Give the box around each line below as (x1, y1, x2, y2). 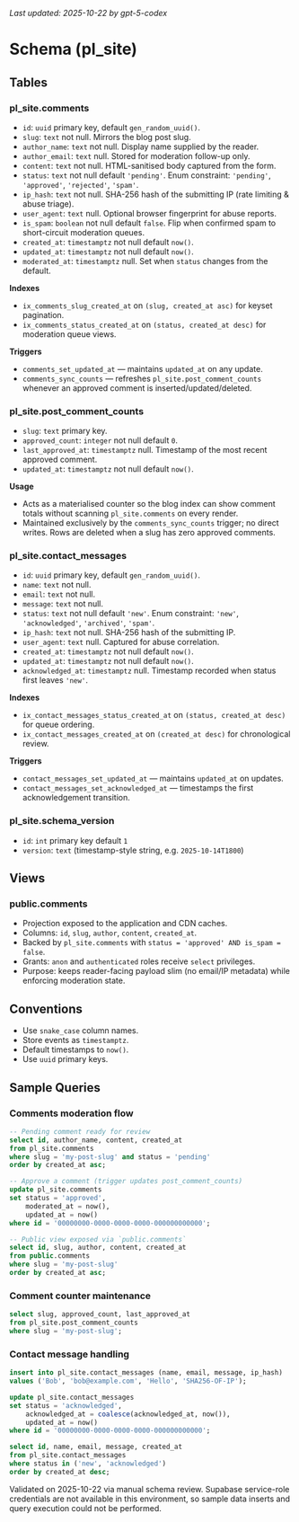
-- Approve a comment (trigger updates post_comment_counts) (9, 1177, 243, 1186)
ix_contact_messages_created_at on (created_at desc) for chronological (22, 729, 291, 739)
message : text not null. (22, 598, 104, 609)
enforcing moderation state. (22, 975, 126, 987)
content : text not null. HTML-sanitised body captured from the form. (22, 160, 277, 171)
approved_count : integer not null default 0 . (22, 435, 178, 446)
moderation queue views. (22, 328, 117, 340)
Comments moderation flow (9, 1107, 134, 1119)
